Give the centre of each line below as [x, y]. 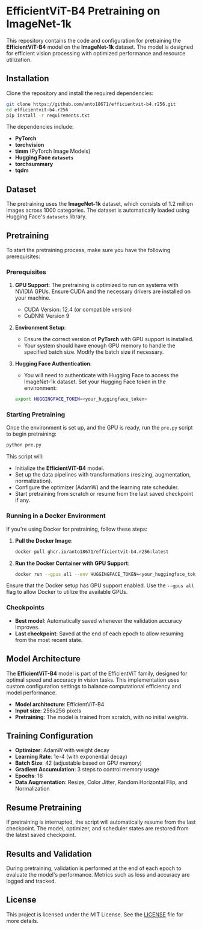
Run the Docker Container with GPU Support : [72, 563]
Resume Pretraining [44, 807]
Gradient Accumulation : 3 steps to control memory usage [87, 770]
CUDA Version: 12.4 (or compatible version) [78, 310]
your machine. [33, 298]
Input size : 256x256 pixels [48, 711]
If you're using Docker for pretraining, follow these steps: [77, 529]
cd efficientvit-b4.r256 [37, 110]
